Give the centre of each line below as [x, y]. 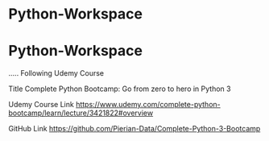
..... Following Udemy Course [56, 73]
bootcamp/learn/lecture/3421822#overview [81, 113]
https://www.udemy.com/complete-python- [148, 105]
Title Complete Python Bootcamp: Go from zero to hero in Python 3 [120, 89]
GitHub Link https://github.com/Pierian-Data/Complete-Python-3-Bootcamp [134, 129]
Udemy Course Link [41, 105]
